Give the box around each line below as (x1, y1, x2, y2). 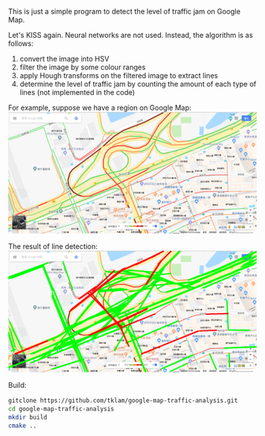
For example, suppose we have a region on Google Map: (8, 103, 192, 112)
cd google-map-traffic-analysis (8, 405, 114, 413)
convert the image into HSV (19, 54, 110, 63)
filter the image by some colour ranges (19, 62, 146, 72)
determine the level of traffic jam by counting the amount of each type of (19, 79, 257, 88)
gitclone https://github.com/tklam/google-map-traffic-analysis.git (8, 397, 238, 405)
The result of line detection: (8, 242, 99, 251)
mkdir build (8, 413, 47, 421)
